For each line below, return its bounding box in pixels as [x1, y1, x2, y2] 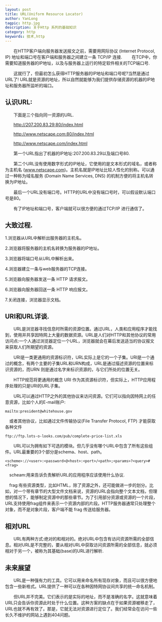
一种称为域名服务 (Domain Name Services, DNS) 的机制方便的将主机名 [9, 173, 149, 178]
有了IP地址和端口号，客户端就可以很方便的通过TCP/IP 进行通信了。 [14, 206, 147, 211]
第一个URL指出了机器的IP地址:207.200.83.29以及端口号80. [14, 150, 130, 156]
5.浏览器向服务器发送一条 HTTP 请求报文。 [5, 276, 90, 282]
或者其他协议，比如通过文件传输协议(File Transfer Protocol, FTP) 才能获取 [9, 418, 156, 424]
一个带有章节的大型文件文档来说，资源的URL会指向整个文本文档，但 [17, 488, 153, 494]
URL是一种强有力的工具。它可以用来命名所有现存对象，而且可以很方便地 [14, 577, 158, 583]
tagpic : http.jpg [5, 20, 40, 26]
